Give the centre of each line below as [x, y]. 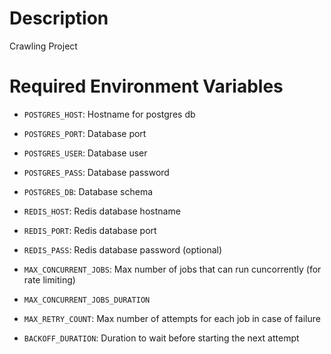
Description [59, 18]
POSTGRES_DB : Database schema [88, 191]
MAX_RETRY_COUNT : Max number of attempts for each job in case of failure [172, 318]
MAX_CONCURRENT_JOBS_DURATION [87, 300]
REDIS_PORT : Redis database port [90, 230]
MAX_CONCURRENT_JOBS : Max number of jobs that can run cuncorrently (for [172, 269]
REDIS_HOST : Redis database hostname [102, 211]
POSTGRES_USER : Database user [85, 153]
